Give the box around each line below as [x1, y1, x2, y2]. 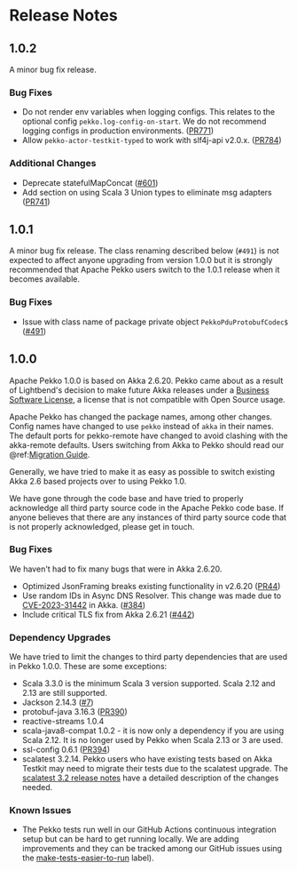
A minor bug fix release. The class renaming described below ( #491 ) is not [9, 245, 279, 256]
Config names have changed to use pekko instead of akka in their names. [9, 420, 274, 431]
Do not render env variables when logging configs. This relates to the [21, 107, 276, 117]
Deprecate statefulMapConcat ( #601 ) [21, 177, 159, 188]
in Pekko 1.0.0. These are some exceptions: [9, 661, 168, 672]
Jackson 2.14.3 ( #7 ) [21, 697, 95, 707]
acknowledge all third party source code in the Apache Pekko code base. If [9, 502, 285, 513]
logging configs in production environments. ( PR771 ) [21, 125, 215, 136]
